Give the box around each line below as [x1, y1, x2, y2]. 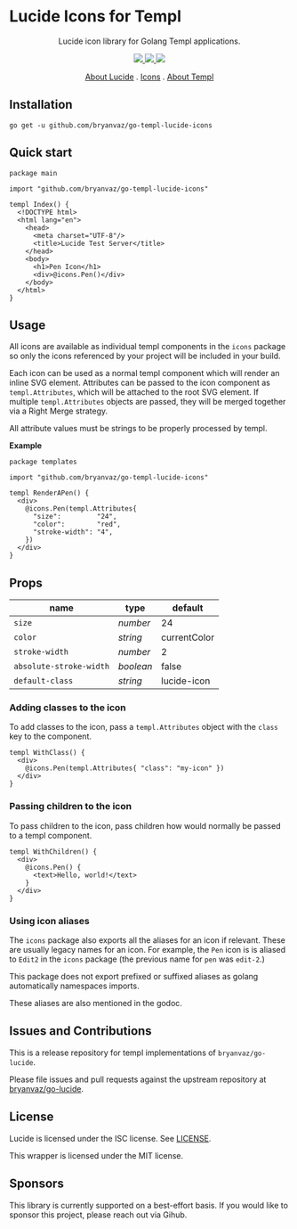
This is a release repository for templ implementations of [9, 1047, 216, 1058]
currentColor [161, 631, 215, 643]
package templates [9, 457, 77, 467]
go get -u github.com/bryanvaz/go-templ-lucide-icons [9, 120, 213, 130]
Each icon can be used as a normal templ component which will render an [9, 368, 280, 379]
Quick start [9, 145, 73, 160]
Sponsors [9, 1176, 64, 1192]
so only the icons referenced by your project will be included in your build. [9, 350, 282, 362]
